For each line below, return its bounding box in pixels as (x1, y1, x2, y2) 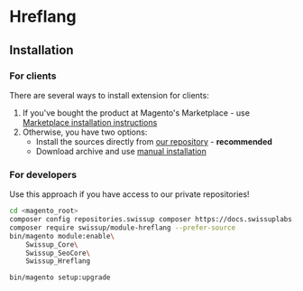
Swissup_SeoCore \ (25, 249, 91, 258)
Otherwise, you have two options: (22, 127, 148, 137)
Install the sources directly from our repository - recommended (35, 136, 273, 146)
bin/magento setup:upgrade (9, 273, 111, 282)
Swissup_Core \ (25, 239, 78, 249)
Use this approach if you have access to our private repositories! (9, 189, 250, 200)
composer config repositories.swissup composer (9, 215, 192, 224)
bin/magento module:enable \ (9, 231, 115, 240)
